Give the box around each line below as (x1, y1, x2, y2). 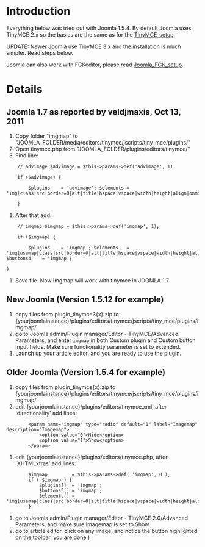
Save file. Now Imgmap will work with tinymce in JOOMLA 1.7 (15, 276, 170, 284)
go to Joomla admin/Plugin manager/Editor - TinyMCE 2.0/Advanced (15, 514, 188, 521)
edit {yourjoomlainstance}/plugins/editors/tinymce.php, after (15, 453, 168, 460)
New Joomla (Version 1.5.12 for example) (6, 295, 164, 305)
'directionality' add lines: (15, 409, 77, 417)
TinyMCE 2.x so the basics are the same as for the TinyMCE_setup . (6, 30, 176, 38)
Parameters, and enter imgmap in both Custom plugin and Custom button (15, 337, 196, 344)
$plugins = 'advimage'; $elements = (28, 185, 130, 191)
